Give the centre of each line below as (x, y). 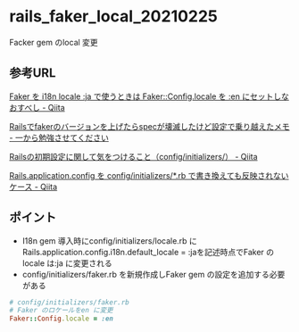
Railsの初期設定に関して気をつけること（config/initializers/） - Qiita (133, 156)
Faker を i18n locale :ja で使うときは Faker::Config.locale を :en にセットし (145, 96)
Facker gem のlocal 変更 (54, 42)
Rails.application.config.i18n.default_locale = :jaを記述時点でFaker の (148, 252)
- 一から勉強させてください (59, 137)
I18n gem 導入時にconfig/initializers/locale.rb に (110, 241)
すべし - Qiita (41, 107)
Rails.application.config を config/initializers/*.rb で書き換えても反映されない (149, 175)
